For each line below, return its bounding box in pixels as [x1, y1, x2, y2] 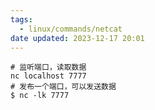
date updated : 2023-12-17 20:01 [10, 33, 145, 43]
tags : [10, 14, 33, 25]
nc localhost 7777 [10, 71, 87, 81]
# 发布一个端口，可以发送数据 [10, 82, 117, 92]
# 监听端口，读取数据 [10, 62, 87, 73]
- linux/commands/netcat [19, 24, 123, 34]
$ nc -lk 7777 [10, 91, 70, 101]
